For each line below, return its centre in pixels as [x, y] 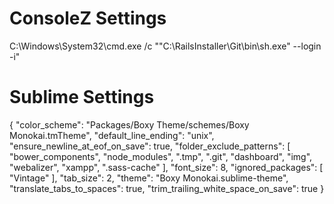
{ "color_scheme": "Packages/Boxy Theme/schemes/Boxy [129, 124]
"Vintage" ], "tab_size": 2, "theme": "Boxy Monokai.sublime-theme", [149, 178]
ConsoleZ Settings [88, 18]
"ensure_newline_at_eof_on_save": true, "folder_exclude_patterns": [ [150, 146]
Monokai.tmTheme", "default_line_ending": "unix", [112, 135]
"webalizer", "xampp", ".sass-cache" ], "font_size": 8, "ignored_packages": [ [166, 167]
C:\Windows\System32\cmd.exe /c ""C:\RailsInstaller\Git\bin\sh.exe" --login [165, 46]
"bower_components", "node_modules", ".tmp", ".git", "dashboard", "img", [161, 156]
